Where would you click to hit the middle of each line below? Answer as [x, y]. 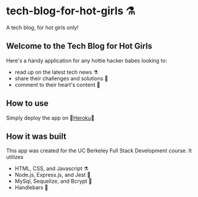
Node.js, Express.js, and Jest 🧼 [52, 175]
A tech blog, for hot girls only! [42, 27]
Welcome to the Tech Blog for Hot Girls [79, 46]
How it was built [36, 136]
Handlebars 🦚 [31, 187]
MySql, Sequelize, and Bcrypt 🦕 [53, 181]
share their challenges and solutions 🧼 [61, 78]
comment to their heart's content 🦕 [58, 85]
